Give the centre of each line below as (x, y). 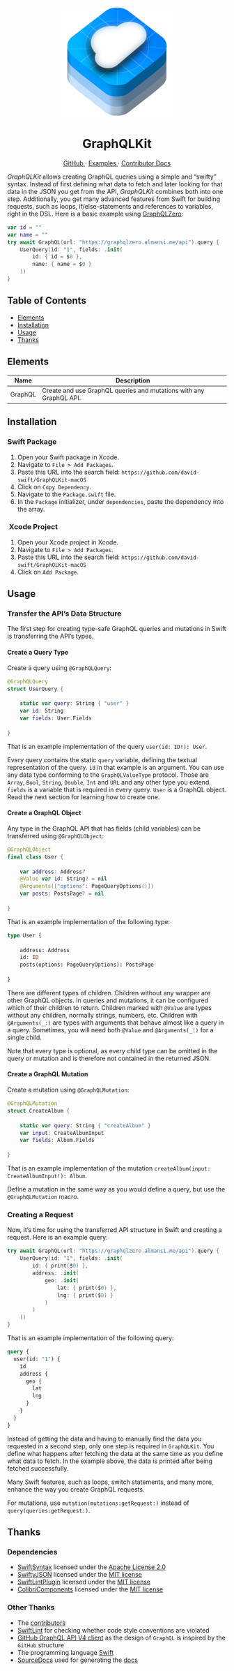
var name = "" (28, 235)
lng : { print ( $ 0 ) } (85, 1295)
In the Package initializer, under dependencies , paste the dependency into (120, 501)
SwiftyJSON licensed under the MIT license (80, 1575)
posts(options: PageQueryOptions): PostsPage (87, 965)
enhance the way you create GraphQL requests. (76, 1489)
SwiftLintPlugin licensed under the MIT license (84, 1582)
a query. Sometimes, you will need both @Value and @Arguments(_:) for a (110, 1030)
